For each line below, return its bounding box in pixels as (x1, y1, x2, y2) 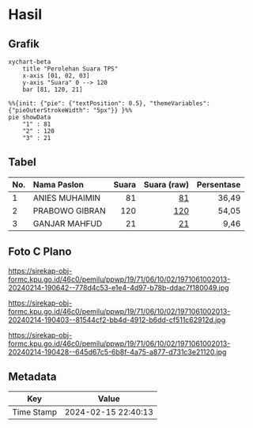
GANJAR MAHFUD (32, 218, 103, 229)
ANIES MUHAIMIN (32, 192, 101, 203)
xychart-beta (8, 58, 51, 66)
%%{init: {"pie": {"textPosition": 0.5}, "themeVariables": (8, 100, 211, 108)
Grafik (8, 37, 40, 51)
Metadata (8, 370, 57, 384)
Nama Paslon (32, 179, 85, 190)
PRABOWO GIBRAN (32, 205, 106, 216)
